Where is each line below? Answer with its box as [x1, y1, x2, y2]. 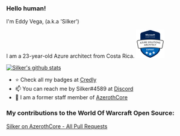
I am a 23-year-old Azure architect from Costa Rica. [6, 52, 135, 60]
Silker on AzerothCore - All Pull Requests [6, 122, 108, 130]
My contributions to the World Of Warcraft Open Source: [6, 109, 175, 117]
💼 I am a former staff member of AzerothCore [14, 94, 128, 101]
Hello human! [6, 4, 46, 13]
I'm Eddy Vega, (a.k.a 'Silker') [6, 18, 79, 25]
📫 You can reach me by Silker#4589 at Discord [14, 85, 134, 93]
